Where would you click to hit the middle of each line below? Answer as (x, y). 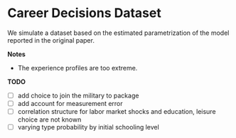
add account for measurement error (70, 103)
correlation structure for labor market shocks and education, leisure (117, 112)
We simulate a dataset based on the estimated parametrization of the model (118, 33)
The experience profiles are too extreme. (77, 68)
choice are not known (49, 120)
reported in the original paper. (51, 40)
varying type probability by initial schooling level (88, 127)
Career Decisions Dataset (84, 13)
